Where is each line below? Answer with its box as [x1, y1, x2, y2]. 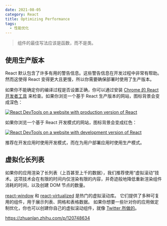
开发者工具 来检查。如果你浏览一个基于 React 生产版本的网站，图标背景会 [5, 93, 156, 99]
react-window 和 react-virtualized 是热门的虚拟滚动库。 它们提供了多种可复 [5, 192, 160, 199]
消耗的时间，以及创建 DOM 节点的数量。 [5, 182, 88, 188]
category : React [5, 12, 39, 17]
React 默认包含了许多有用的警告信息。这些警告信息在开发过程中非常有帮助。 [5, 70, 162, 76]
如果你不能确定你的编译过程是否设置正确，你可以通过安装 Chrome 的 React [5, 86, 159, 92]
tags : [5, 21, 16, 26]
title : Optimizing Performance [5, 16, 70, 21]
